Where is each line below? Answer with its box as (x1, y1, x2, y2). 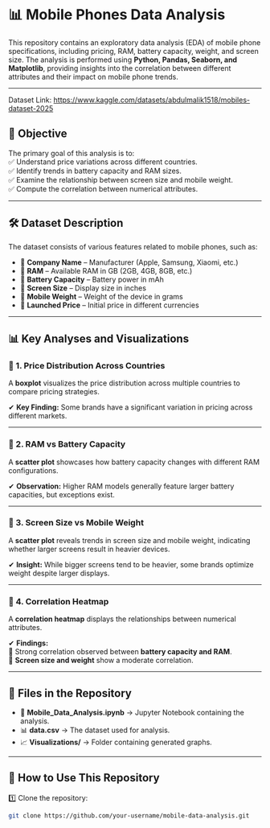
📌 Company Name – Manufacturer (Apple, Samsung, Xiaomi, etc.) (19, 257, 239, 267)
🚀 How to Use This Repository (8, 771, 160, 785)
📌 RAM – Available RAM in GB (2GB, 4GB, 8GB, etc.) (19, 266, 193, 275)
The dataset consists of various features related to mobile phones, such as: (8, 241, 258, 251)
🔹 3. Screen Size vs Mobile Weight (8, 517, 145, 529)
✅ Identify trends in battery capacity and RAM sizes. (8, 166, 182, 175)
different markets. (8, 411, 67, 421)
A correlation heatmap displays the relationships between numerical (8, 614, 237, 624)
